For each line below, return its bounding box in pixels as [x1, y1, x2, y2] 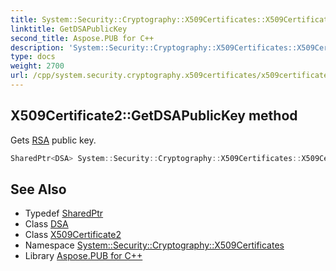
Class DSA [24, 218, 69, 230]
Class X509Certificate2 [24, 229, 122, 241]
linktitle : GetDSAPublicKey [10, 24, 128, 34]
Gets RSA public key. [10, 134, 97, 146]
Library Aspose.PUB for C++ [24, 250, 143, 262]
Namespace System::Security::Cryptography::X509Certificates [24, 239, 285, 251]
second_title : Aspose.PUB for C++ [10, 33, 155, 43]
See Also [10, 181, 67, 198]
